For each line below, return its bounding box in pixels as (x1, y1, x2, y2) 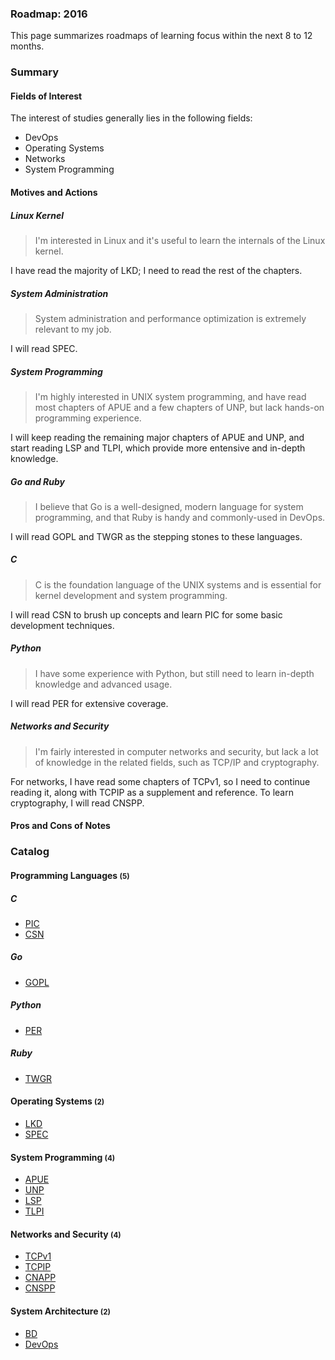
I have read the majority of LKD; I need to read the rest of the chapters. (10, 264, 303, 276)
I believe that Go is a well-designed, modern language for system (34, 500, 304, 512)
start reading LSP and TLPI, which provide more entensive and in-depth (10, 442, 306, 454)
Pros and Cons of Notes (10, 820, 111, 832)
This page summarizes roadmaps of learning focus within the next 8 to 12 (10, 30, 313, 42)
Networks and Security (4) (10, 1228, 122, 1240)
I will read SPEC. (10, 342, 78, 354)
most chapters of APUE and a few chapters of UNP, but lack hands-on (34, 401, 325, 413)
